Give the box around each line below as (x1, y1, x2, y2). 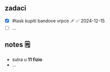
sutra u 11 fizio (12, 56, 42, 62)
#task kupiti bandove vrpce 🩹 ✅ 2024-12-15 (12, 18, 105, 24)
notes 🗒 (5, 40, 31, 49)
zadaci (5, 4, 26, 13)
